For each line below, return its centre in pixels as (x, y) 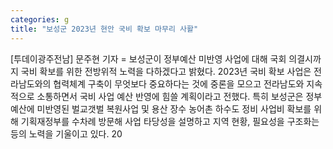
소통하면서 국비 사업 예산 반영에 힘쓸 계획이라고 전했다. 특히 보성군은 (170, 96)
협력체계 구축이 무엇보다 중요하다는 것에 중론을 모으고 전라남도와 (179, 83)
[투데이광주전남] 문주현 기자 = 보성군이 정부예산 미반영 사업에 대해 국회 (148, 58)
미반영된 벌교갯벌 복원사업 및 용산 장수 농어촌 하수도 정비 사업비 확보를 (174, 108)
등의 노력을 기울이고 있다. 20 (66, 133)
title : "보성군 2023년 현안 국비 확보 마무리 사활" (104, 29)
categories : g (40, 19)
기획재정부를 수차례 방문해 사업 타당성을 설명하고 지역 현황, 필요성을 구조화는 (170, 121)
